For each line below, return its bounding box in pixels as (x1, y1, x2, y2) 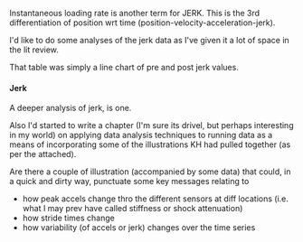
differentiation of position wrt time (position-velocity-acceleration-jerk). (9, 17, 276, 28)
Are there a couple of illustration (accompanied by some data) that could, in (9, 166, 291, 177)
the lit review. (9, 44, 59, 55)
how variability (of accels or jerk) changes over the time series (22, 222, 256, 233)
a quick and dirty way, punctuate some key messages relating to (9, 176, 250, 187)
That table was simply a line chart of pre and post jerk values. (9, 62, 240, 72)
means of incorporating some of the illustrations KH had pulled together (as (9, 139, 291, 150)
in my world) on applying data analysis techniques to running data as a (9, 130, 273, 141)
